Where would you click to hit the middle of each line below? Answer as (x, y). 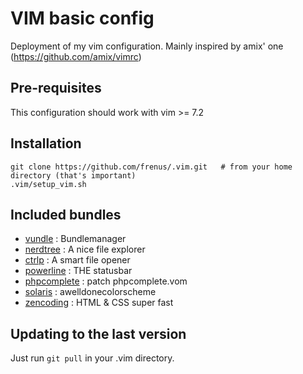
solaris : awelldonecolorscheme (90, 292)
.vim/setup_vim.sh (48, 184)
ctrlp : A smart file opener (77, 260)
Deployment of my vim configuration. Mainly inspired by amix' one (147, 46)
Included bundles (66, 214)
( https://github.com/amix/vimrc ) (76, 56)
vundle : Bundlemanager (75, 239)
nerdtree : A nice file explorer (85, 249)
